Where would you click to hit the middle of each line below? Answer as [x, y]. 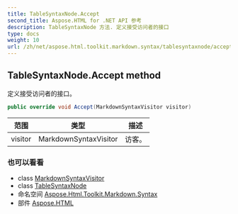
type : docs [23, 34]
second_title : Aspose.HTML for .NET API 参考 [74, 21]
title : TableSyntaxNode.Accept [53, 14]
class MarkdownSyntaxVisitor [61, 178]
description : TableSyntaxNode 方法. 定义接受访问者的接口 [88, 27]
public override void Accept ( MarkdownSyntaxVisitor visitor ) [100, 107]
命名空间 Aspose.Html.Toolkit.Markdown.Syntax [87, 194]
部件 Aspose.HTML [46, 203]
